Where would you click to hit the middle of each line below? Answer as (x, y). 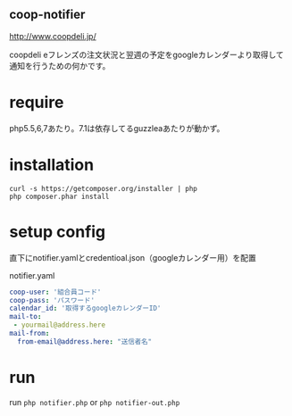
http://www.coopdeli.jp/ (53, 36)
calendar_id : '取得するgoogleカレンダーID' (85, 308)
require (37, 103)
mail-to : (25, 317)
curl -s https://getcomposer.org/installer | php (104, 188)
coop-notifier (47, 15)
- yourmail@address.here (59, 325)
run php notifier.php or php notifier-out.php (95, 402)
